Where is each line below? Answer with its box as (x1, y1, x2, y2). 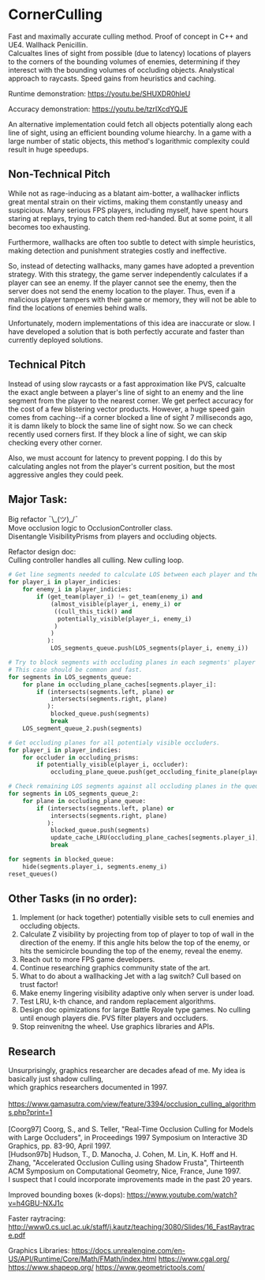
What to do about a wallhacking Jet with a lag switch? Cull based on (19, 971, 241, 981)
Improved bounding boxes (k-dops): (8, 1190, 125, 1199)
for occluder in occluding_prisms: (22, 753, 140, 761)
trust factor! (19, 980, 58, 989)
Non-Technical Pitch (8, 167, 110, 181)
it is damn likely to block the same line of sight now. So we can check (8, 421, 233, 430)
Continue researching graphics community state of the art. (19, 963, 211, 973)
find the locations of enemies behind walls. (8, 302, 148, 313)
